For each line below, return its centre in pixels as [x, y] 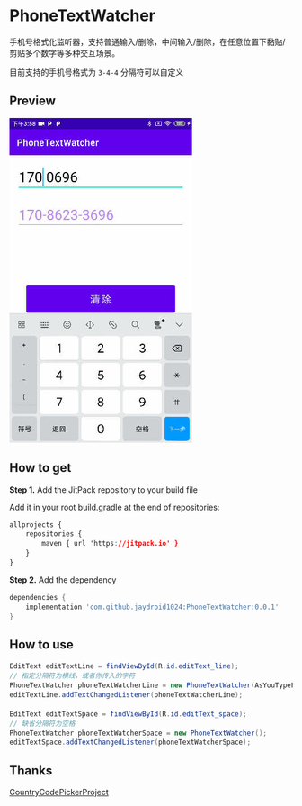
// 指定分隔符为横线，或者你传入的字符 [72, 676]
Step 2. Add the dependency [63, 580]
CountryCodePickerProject [59, 792]
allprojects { [36, 525]
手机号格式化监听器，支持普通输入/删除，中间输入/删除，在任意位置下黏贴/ [147, 41]
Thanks [31, 770]
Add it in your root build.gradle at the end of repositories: [115, 507]
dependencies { [38, 597]
